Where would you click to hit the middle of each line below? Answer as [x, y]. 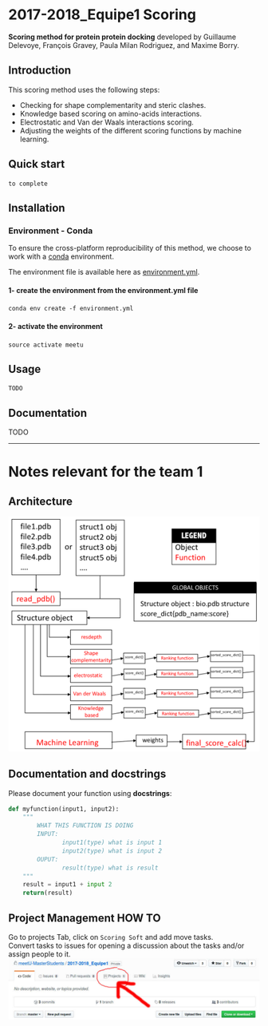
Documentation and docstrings [87, 774]
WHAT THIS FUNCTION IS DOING [85, 826]
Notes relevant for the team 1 [106, 472]
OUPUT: [48, 859]
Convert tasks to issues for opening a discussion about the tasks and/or [126, 946]
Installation [37, 208]
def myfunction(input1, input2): [64, 809]
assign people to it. [39, 954]
